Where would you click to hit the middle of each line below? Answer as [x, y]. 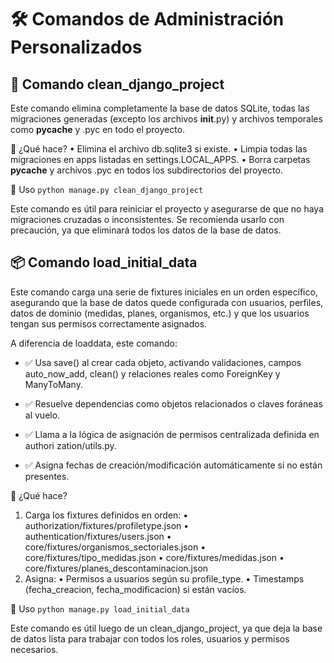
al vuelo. [42, 415]
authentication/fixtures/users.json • [98, 536]
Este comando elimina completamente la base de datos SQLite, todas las [160, 108]
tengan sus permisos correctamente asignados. [109, 323]
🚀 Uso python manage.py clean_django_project [107, 189]
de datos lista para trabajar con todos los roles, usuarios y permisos [150, 638]
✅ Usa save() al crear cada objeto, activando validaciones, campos [163, 362]
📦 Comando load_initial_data [104, 262]
